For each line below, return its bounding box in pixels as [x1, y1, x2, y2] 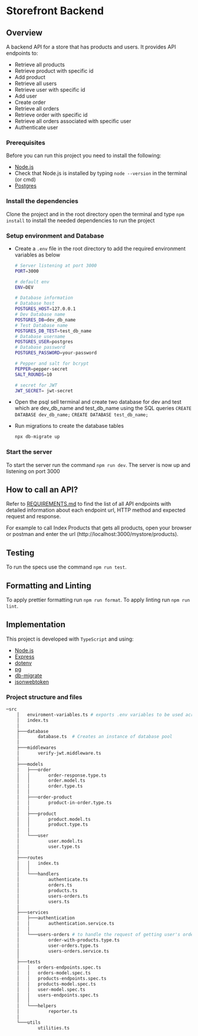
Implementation [6, 619, 66, 630]
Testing [6, 548, 35, 558]
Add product [14, 74, 45, 80]
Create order [14, 99, 46, 106]
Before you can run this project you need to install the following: [6, 152, 161, 159]
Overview [6, 28, 43, 38]
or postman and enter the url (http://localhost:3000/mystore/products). [6, 531, 179, 538]
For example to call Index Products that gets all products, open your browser [6, 524, 192, 531]
